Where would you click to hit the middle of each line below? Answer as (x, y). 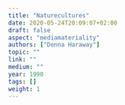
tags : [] (22, 81)
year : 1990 (26, 74)
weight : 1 (24, 89)
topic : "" (24, 52)
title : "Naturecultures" (49, 15)
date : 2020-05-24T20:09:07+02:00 (63, 23)
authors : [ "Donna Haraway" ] (54, 45)
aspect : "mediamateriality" (54, 37)
